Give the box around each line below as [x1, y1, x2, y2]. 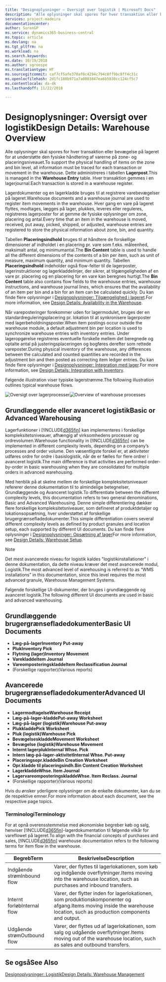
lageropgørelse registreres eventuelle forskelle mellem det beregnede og [5, 336, 154, 342]
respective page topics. [5, 798, 53, 804]
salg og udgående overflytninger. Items [53, 929, 144, 936]
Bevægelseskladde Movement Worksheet [12, 736, 100, 742]
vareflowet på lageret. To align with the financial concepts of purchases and [5, 833, 159, 839]
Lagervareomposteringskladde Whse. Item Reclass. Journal [12, 773, 137, 779]
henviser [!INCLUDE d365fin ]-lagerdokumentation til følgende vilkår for [5, 827, 149, 833]
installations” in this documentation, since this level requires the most [5, 572, 146, 578]
